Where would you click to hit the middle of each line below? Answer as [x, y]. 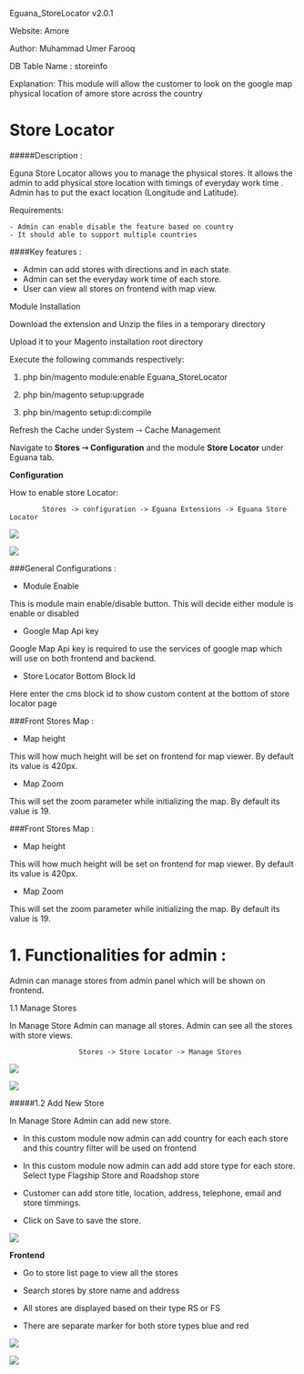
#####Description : [46, 155]
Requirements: [36, 210]
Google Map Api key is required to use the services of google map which [146, 648]
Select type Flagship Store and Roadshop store [111, 1175]
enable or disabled [44, 613]
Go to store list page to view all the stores [101, 1272]
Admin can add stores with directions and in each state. [127, 269]
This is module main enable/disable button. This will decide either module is [152, 603]
